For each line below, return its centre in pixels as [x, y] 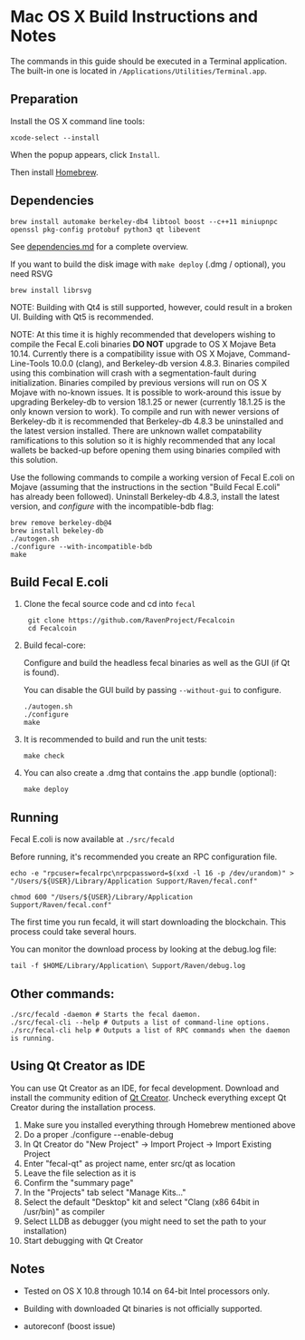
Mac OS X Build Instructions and [134, 17]
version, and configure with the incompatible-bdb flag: [112, 506]
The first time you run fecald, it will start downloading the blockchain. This [148, 922]
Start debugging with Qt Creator [83, 1240]
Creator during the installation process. [83, 1107]
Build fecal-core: [54, 645]
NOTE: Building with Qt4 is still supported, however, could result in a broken [151, 307]
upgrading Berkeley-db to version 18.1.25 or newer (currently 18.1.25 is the [148, 402]
